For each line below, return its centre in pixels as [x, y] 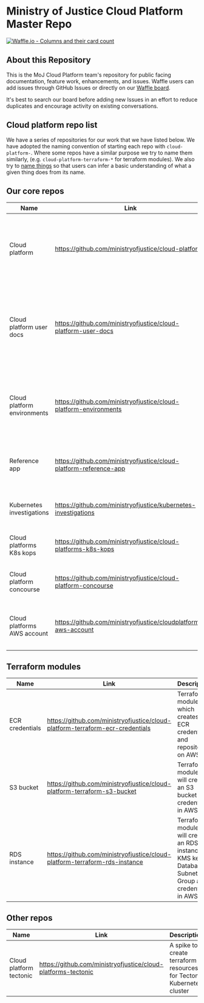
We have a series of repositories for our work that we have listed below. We [101, 140]
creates [188, 717]
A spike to [184, 945]
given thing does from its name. [46, 172]
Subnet [187, 873]
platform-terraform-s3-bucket [92, 791]
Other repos [29, 918]
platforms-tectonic [66, 972]
